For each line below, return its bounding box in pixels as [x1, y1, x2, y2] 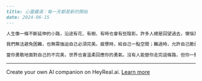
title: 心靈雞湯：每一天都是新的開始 [6, 8, 88, 15]
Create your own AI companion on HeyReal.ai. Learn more [6, 68, 150, 76]
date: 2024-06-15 [6, 14, 50, 20]
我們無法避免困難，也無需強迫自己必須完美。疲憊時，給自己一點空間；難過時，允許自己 [6, 41, 190, 48]
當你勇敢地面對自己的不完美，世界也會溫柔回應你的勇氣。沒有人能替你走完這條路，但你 [6, 52, 190, 58]
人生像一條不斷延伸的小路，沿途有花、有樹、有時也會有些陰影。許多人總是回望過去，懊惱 [6, 30, 194, 36]
